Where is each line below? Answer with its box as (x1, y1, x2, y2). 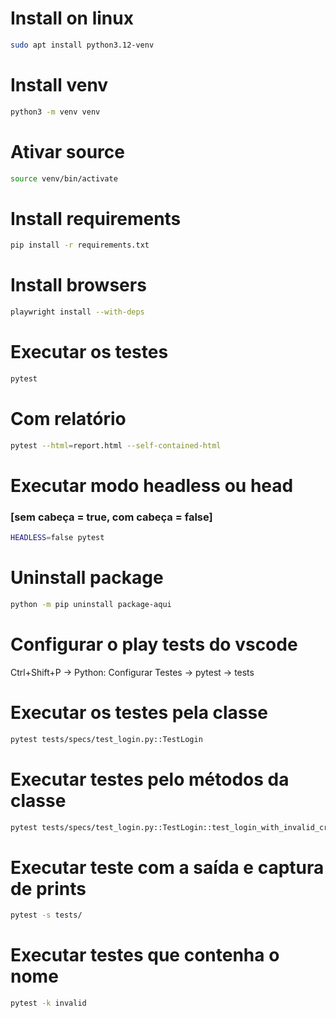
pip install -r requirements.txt (10, 240, 150, 251)
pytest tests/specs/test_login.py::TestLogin (10, 734, 203, 744)
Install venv (10, 74, 109, 96)
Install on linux (10, 7, 134, 30)
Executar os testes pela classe (10, 701, 268, 724)
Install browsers (10, 274, 147, 297)
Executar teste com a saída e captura (10, 856, 325, 879)
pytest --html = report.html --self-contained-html (10, 440, 222, 451)
